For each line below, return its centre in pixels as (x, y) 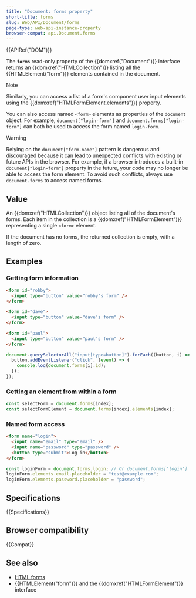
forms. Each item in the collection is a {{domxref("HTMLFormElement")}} (94, 219)
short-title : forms (30, 17)
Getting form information (43, 278)
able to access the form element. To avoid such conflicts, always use (89, 174)
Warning (16, 138)
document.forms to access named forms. (55, 181)
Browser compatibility (48, 530)
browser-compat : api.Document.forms (51, 33)
